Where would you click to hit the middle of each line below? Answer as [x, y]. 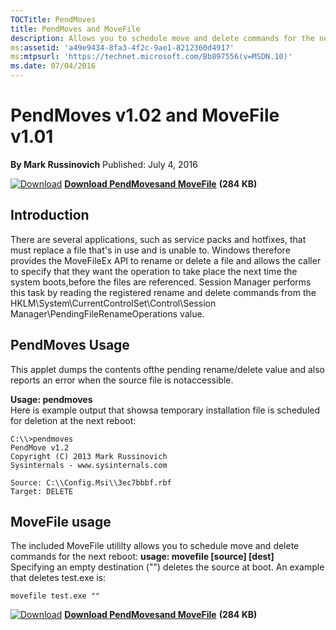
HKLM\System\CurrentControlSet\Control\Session [113, 303]
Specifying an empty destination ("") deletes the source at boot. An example [167, 567]
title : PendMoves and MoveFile [75, 29]
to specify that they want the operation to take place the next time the [154, 271]
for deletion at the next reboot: [73, 420]
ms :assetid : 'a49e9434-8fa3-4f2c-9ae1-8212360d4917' [122, 47]
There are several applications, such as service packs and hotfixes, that [158, 239]
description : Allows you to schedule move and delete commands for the [162, 38]
